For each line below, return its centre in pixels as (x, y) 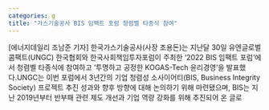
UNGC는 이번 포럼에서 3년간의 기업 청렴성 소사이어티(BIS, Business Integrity (139, 77)
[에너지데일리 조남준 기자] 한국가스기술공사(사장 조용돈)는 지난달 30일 (118, 47)
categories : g (32, 16)
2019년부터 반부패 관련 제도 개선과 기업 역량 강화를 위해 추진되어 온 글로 (129, 97)
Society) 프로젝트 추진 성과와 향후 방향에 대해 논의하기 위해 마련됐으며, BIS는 (129, 87)
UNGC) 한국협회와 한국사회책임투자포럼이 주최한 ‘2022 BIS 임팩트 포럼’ (143, 57)
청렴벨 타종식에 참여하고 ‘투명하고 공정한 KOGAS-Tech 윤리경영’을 (120, 67)
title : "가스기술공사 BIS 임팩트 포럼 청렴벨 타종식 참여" (93, 23)
